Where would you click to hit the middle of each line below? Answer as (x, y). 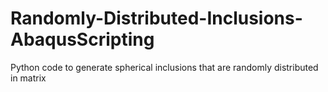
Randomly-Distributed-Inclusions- (156, 18)
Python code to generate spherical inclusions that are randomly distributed (164, 67)
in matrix (28, 78)
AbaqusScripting (82, 39)
